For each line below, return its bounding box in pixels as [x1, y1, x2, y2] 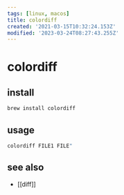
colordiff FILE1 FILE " [7, 142, 73, 149]
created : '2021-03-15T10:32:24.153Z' [7, 23, 116, 30]
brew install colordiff [7, 105, 76, 112]
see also [7, 162, 44, 174]
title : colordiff [7, 17, 57, 24]
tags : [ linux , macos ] [7, 10, 70, 17]
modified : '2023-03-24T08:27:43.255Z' [7, 29, 119, 37]
